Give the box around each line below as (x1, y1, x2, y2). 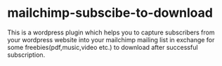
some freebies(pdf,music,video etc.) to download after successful (7, 43, 198, 51)
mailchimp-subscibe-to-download (7, 5, 213, 21)
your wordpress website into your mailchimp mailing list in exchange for (7, 35, 215, 44)
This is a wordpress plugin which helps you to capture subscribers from (7, 28, 215, 37)
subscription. (7, 51, 46, 59)
